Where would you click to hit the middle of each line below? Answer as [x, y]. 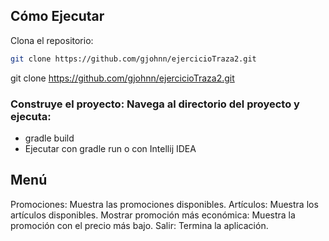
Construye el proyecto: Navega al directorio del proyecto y [155, 104]
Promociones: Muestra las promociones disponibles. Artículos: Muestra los [164, 204]
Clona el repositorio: [52, 40]
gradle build [49, 138]
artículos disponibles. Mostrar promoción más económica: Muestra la [153, 215]
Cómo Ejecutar [57, 16]
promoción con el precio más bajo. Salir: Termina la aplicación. [139, 225]
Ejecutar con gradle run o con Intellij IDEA [110, 148]
